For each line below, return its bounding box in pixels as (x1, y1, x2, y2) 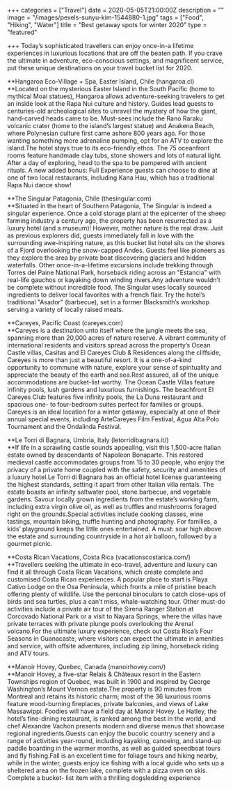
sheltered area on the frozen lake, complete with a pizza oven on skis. (7, 766, 207, 774)
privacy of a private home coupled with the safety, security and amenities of (7, 466, 226, 474)
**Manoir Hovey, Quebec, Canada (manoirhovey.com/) (7, 663, 166, 671)
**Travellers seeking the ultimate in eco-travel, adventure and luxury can (7, 561, 218, 568)
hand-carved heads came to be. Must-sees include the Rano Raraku (7, 114, 203, 123)
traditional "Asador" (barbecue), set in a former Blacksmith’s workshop (7, 298, 210, 306)
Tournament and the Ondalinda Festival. (7, 423, 122, 430)
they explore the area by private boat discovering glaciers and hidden (7, 253, 207, 262)
